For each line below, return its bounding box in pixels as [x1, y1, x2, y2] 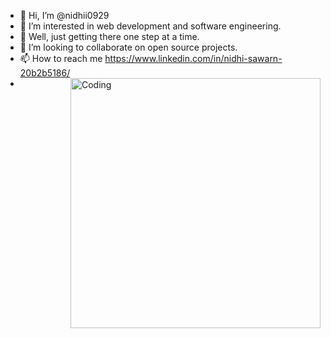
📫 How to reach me [19, 53, 103, 64]
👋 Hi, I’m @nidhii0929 [19, 10, 110, 21]
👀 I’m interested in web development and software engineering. [19, 20, 282, 32]
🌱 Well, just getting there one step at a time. [19, 31, 200, 42]
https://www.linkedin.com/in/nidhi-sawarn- [104, 53, 283, 64]
